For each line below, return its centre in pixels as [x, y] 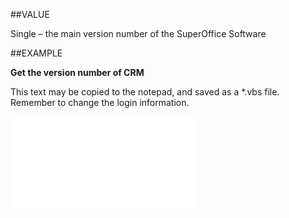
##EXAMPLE [36, 53]
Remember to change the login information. [100, 102]
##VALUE [30, 14]
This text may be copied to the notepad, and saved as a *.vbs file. [145, 92]
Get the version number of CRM [77, 72]
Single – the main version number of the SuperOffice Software [138, 33]
